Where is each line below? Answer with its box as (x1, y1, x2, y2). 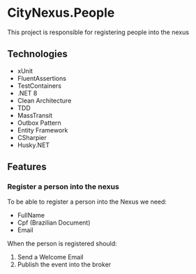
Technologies (7, 48, 68, 60)
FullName (17, 211, 45, 220)
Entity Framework (17, 125, 68, 134)
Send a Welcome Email (17, 253, 84, 261)
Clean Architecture (17, 96, 72, 105)
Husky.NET (17, 141, 50, 149)
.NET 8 (17, 89, 38, 97)
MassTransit (17, 111, 53, 119)
